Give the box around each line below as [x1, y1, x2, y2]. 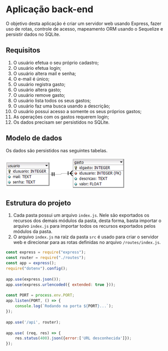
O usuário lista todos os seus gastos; [13, 97, 91, 103]
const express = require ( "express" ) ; [6, 250, 86, 255]
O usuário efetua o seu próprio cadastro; [13, 60, 99, 66]
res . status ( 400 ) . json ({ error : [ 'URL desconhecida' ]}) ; [15, 336, 132, 341]
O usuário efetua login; [13, 65, 62, 71]
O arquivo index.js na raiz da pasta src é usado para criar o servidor [13, 234, 159, 240]
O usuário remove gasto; [13, 92, 65, 98]
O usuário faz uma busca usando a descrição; [13, 103, 110, 109]
